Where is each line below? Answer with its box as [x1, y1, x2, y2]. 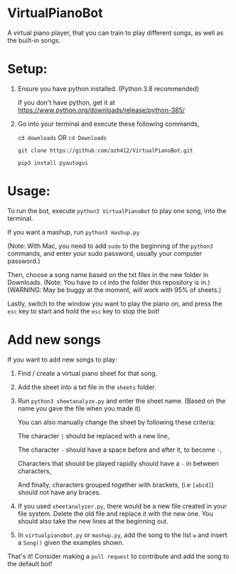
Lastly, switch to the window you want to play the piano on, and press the [7, 299, 222, 308]
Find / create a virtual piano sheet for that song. [17, 369, 158, 377]
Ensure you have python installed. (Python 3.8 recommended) [17, 84, 200, 93]
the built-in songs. [7, 36, 61, 44]
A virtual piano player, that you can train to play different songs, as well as [7, 28, 224, 37]
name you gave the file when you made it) [17, 404, 141, 413]
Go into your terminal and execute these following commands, [17, 119, 200, 128]
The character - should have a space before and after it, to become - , [17, 445, 222, 454]
